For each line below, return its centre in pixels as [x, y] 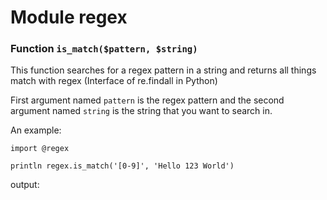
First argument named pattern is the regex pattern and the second [147, 100]
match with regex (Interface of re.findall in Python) [114, 81]
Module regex [69, 17]
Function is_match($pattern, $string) [104, 49]
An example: [36, 130]
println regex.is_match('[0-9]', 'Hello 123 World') [122, 166]
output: [25, 185]
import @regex [40, 149]
